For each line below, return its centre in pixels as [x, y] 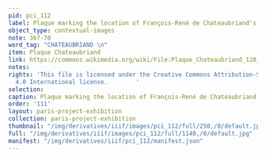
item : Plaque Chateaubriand [55, 52]
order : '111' [30, 104]
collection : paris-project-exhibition [72, 119]
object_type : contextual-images [61, 30]
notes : [19, 67]
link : [17, 60]
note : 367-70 [30, 38]
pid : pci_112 [30, 15]
